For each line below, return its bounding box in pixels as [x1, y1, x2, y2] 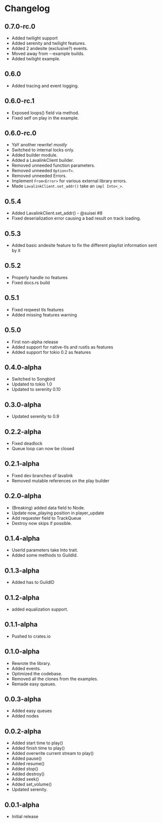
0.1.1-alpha [4, 620, 38, 629]
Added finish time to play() [11, 745, 65, 751]
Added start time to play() [11, 740, 63, 746]
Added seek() [11, 776, 39, 782]
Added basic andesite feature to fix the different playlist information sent [11, 243, 157, 248]
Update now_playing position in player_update [11, 510, 105, 516]
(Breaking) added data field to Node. [11, 505, 85, 510]
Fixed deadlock [11, 440, 43, 446]
